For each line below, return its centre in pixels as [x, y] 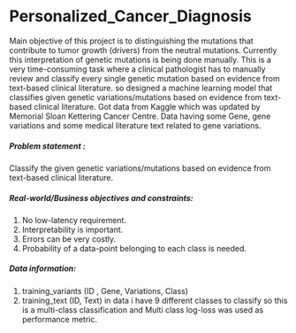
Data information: [43, 268]
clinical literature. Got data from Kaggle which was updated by [147, 106]
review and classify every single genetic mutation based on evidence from [144, 78]
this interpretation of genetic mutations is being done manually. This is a [140, 59]
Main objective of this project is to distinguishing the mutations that [131, 41]
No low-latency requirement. [74, 220]
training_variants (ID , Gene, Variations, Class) [105, 290]
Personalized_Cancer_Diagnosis [130, 16]
